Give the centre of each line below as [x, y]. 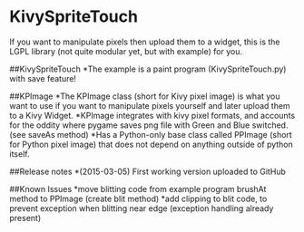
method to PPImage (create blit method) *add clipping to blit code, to [138, 198]
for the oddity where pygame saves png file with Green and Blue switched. [149, 125]
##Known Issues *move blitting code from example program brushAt [138, 188]
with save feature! [43, 78]
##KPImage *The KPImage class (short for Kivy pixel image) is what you [145, 96]
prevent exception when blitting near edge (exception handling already [142, 208]
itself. [20, 154]
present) [25, 217]
